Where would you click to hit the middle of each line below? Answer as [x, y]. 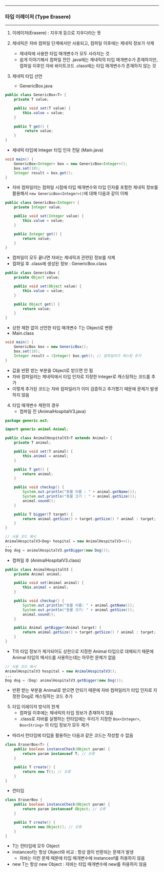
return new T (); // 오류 [47, 772]
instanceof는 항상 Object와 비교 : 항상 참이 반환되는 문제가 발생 [73, 852]
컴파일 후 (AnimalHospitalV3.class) [47, 560]
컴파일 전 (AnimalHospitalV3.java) [53, 411]
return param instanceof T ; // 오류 [59, 754]
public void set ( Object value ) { [48, 286]
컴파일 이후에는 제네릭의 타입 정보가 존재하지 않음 [66, 713]
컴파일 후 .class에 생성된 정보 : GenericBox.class [60, 264]
